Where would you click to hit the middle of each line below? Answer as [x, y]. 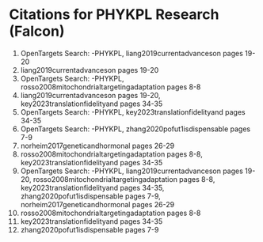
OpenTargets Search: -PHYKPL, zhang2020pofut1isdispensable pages [135, 129]
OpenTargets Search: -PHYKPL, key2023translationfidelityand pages [133, 112]
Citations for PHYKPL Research [114, 15]
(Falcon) [37, 31]
